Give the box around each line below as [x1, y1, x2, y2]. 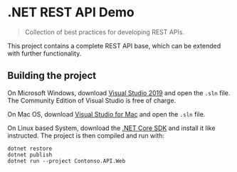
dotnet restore [7, 145, 53, 152]
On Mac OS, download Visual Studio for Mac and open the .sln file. [7, 109, 206, 118]
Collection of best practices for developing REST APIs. [24, 28, 185, 36]
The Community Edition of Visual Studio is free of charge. [7, 96, 177, 104]
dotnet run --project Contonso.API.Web [7, 157, 126, 164]
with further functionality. [7, 49, 82, 58]
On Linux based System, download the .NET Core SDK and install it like [7, 124, 216, 132]
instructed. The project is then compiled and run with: [7, 131, 165, 139]
